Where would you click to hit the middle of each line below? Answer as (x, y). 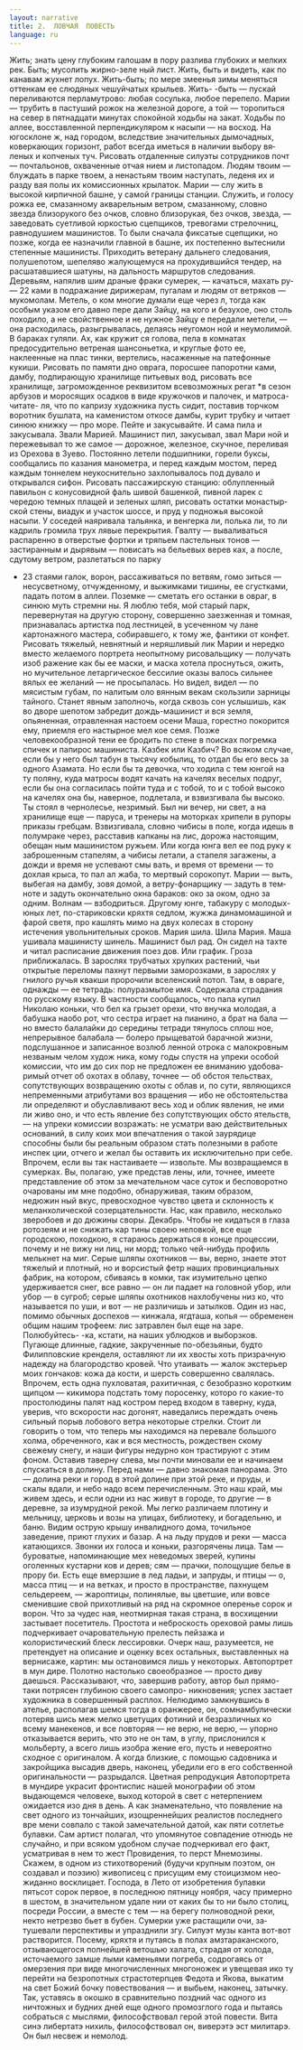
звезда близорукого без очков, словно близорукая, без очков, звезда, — (150, 214)
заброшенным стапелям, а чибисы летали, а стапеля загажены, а (149, 856)
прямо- (265, 1680)
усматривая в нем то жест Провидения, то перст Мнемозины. (142, 1854)
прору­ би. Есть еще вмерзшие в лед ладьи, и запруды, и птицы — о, (154, 1575)
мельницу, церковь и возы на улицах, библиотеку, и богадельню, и (152, 1518)
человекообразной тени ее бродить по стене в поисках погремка (150, 740)
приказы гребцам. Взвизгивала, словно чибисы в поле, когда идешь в (158, 827)
